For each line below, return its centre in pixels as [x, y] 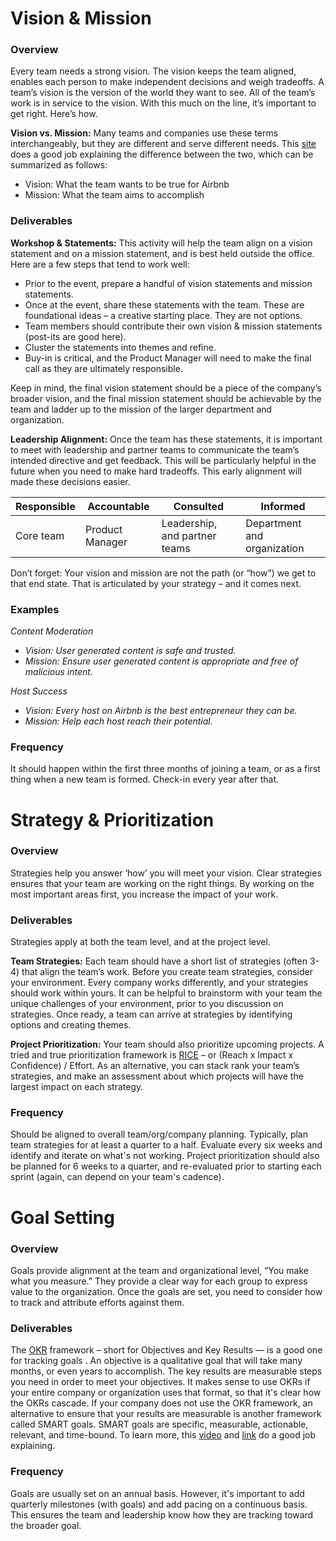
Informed [283, 506]
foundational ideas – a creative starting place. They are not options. [163, 315]
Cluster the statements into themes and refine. [120, 347]
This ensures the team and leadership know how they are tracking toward [162, 1514]
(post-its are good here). [75, 336]
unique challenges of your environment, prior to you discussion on [147, 1004]
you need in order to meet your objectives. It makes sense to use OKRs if [160, 1382]
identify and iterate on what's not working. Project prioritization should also [165, 1156]
